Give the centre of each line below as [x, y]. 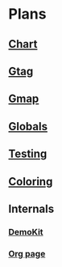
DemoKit [26, 231]
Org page [27, 253]
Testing [28, 154]
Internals [31, 208]
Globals [28, 126]
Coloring [31, 182]
